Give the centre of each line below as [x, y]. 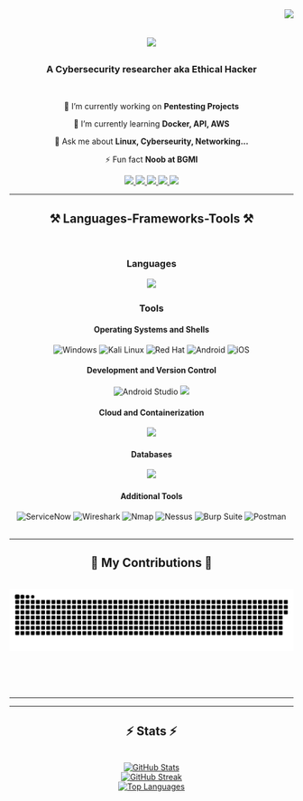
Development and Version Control [151, 371]
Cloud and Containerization [151, 412]
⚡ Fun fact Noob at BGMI [151, 160]
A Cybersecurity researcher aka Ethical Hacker [151, 70]
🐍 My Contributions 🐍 [151, 563]
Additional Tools [151, 495]
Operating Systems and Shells [151, 330]
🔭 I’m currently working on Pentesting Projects [151, 107]
